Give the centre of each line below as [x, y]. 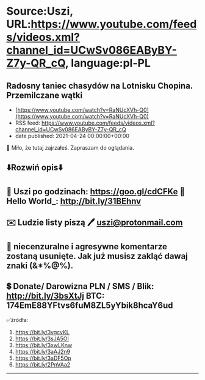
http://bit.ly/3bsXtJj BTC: [56, 295]
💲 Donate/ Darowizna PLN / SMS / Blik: [80, 286]
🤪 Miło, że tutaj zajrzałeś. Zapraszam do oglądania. [70, 148]
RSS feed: [28, 123]
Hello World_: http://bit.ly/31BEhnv [74, 201]
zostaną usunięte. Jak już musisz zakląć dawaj [97, 256]
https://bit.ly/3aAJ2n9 [43, 352]
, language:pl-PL [108, 63]
